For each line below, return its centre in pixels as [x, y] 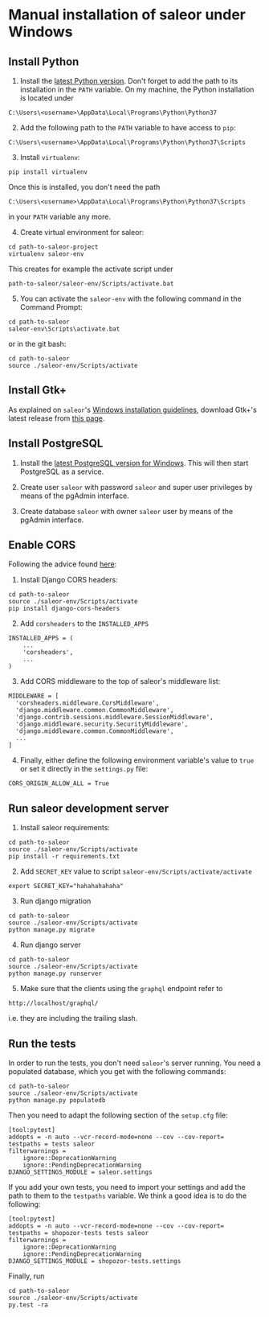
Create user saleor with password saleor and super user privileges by [136, 487]
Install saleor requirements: [65, 828]
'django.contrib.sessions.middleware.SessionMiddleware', [115, 718]
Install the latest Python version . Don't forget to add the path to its [129, 81]
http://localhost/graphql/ [53, 1003]
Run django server [51, 945]
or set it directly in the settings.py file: [84, 769]
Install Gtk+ [37, 391]
